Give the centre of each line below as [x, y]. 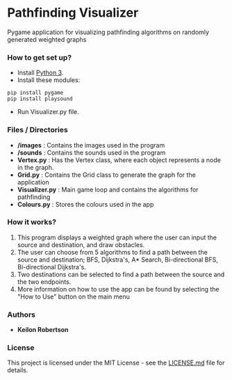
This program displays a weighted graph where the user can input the [117, 237]
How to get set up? [39, 57]
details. [18, 370]
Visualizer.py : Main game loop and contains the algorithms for [108, 189]
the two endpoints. [44, 282]
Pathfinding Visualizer [73, 13]
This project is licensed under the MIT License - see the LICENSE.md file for [116, 363]
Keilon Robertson [43, 330]
